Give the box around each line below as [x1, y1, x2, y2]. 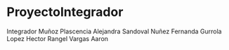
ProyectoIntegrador [6, 4, 124, 20]
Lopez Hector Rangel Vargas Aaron [6, 34, 109, 42]
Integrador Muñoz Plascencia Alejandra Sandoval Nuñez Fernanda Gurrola [6, 27, 222, 35]
